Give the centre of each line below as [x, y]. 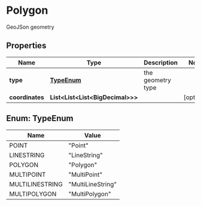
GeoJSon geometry [31, 27]
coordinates [27, 97]
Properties [26, 46]
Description [161, 62]
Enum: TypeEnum [40, 119]
